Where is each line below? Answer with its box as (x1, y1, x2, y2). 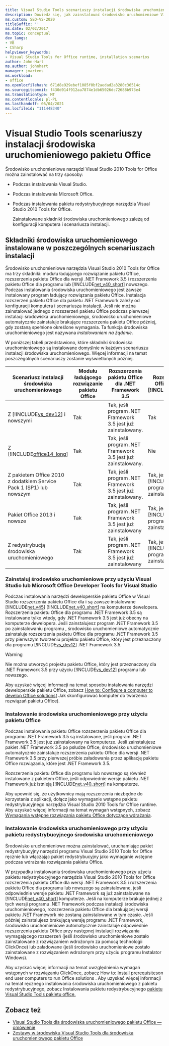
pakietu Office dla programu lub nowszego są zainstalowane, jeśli (5, 885, 141, 891)
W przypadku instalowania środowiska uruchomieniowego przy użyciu (5, 869, 152, 875)
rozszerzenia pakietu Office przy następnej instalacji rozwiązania (5, 928, 140, 934)
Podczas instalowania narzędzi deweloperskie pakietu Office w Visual (5, 593, 150, 599)
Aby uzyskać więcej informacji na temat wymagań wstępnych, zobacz (5, 807, 151, 813)
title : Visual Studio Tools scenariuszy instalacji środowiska (5, 7, 141, 13)
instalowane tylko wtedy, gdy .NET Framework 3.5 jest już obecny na (5, 615, 148, 621)
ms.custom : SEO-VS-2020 (5, 17, 55, 22)
